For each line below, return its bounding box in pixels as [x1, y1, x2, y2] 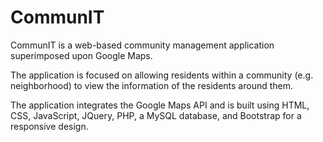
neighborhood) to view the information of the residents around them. [10, 79, 294, 91]
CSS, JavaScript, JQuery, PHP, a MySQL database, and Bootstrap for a [10, 109, 302, 121]
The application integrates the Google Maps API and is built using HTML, [10, 99, 310, 111]
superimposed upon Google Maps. [10, 49, 153, 61]
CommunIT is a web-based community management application [10, 39, 275, 51]
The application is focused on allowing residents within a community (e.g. [10, 69, 314, 81]
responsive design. [10, 120, 89, 132]
